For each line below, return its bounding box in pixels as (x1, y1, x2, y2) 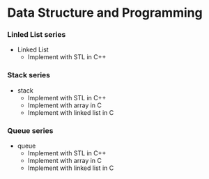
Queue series (7, 125, 54, 135)
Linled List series (7, 30, 66, 40)
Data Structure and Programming (7, 5, 203, 21)
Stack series (7, 70, 51, 80)
